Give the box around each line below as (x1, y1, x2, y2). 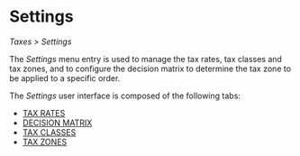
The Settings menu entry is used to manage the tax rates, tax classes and (9, 53, 282, 64)
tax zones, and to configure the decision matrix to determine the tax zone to (9, 63, 291, 74)
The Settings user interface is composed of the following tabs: (9, 90, 241, 101)
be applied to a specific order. (9, 72, 121, 83)
